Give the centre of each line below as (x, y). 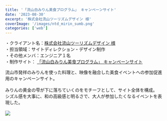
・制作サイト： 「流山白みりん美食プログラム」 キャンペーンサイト (74, 62)
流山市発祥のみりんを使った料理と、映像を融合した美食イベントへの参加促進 (84, 72)
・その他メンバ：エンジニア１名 (38, 56)
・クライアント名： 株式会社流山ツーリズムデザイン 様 (60, 43)
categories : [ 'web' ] (27, 28)
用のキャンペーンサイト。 (31, 79)
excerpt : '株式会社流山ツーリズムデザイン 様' (48, 19)
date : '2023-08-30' (25, 14)
